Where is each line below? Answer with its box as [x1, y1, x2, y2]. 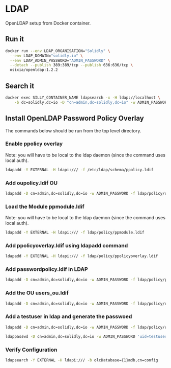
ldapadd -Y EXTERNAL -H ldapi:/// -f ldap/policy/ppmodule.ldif [5, 230, 145, 235]
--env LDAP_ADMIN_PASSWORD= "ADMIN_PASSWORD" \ [10, 58, 110, 63]
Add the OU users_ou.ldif [5, 289, 69, 296]
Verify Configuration [5, 346, 58, 353]
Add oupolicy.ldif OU [5, 179, 58, 187]
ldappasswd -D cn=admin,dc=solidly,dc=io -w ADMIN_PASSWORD [5, 334, 136, 339]
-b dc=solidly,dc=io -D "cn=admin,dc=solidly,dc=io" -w [14, 100, 136, 105]
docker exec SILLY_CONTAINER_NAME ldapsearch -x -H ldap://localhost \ [5, 95, 160, 100]
